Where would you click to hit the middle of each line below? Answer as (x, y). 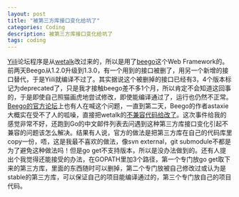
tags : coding (27, 41)
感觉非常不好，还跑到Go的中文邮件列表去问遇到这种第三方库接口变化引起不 (118, 124)
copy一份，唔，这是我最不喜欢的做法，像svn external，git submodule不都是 (119, 142)
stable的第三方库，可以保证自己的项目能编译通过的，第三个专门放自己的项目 (119, 177)
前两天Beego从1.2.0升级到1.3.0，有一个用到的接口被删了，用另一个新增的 (115, 70)
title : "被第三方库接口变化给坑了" (54, 21)
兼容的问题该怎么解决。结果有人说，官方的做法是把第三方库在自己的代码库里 (120, 133)
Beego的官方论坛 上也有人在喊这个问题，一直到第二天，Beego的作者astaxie (118, 106)
